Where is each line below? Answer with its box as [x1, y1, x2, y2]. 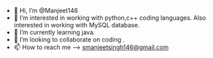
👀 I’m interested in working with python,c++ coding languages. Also [13, 14, 207, 22]
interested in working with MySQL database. [13, 21, 140, 29]
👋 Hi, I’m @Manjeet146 [13, 7, 79, 14]
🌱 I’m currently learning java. [13, 28, 95, 36]
